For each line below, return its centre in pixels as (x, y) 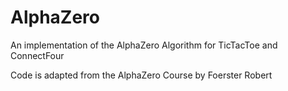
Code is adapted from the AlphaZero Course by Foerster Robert (141, 75)
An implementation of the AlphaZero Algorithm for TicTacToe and (144, 45)
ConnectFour (37, 55)
